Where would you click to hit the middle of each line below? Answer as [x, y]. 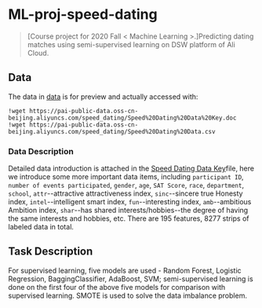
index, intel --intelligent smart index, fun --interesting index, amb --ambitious [130, 202]
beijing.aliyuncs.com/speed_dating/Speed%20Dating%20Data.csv [112, 131]
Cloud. [38, 53]
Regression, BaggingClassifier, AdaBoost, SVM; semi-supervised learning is [131, 279]
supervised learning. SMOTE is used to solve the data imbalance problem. [127, 295]
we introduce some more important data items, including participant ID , [126, 177]
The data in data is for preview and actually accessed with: [103, 97]
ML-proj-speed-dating [83, 15]
